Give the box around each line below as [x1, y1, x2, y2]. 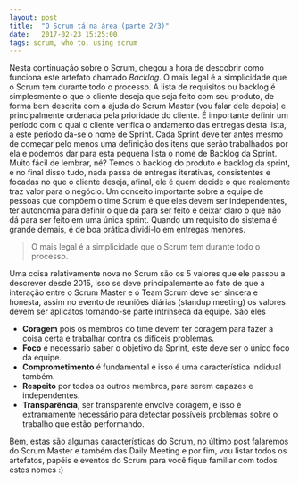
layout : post [9, 13, 58, 22]
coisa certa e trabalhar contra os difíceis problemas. [21, 333, 215, 344]
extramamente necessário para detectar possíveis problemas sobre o [21, 409, 278, 420]
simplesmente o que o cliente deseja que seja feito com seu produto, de [9, 91, 275, 102]
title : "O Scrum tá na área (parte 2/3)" [9, 21, 170, 30]
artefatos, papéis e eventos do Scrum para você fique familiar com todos [9, 455, 278, 466]
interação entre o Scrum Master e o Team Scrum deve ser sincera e [9, 287, 259, 298]
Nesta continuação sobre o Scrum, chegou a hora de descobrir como [9, 63, 265, 73]
